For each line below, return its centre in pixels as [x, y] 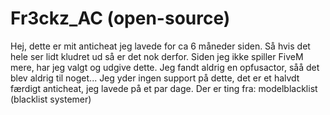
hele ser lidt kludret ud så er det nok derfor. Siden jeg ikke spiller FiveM [157, 56]
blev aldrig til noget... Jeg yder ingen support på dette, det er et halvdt [155, 78]
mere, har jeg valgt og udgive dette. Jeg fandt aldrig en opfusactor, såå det [165, 67]
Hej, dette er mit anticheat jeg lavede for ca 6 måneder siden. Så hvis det [160, 46]
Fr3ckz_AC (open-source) [120, 18]
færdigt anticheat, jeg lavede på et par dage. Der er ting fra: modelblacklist [164, 88]
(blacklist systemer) [51, 99]
